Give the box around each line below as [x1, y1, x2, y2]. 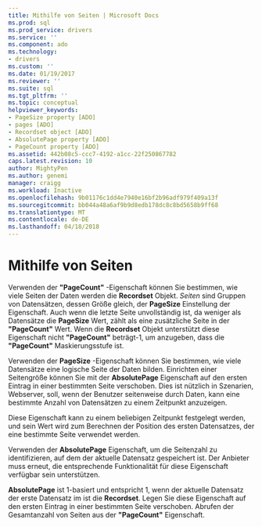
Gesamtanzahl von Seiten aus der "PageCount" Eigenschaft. [8, 510, 205, 519]
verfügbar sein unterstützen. [8, 470, 100, 479]
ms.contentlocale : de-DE [8, 216, 89, 224]
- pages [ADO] [8, 121, 55, 129]
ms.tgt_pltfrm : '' [8, 92, 68, 100]
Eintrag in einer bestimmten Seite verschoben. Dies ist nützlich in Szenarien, [8, 381, 254, 391]
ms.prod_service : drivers [8, 26, 92, 34]
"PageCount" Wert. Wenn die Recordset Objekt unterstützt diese [8, 324, 221, 333]
